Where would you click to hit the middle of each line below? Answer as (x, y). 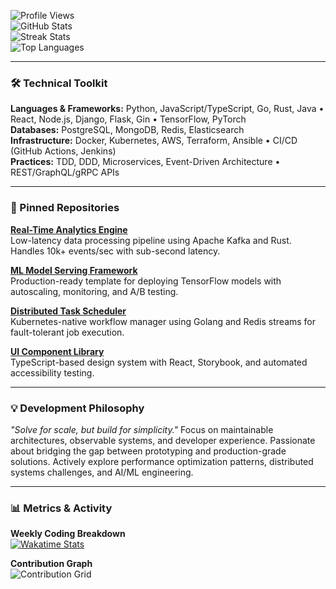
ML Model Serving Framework (74, 270)
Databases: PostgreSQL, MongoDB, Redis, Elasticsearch (127, 130)
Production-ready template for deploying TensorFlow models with (146, 281)
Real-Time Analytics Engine (69, 229)
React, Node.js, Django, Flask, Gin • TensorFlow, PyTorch (128, 119)
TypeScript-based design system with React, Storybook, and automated (159, 362)
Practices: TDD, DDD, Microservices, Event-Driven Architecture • (145, 162)
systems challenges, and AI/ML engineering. (102, 472)
